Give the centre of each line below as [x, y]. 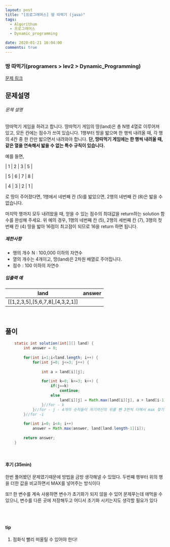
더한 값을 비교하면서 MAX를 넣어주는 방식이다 [55, 483]
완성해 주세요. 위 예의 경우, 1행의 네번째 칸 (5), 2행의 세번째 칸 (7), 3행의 [86, 220]
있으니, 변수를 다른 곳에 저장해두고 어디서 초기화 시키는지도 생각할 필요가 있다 [81, 500]
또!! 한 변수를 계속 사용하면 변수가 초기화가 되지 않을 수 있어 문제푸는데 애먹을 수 [84, 494]
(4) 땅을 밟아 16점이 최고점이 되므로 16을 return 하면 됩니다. [79, 226]
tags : [11, 19]
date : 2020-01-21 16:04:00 [34, 43]
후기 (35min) [18, 465]
